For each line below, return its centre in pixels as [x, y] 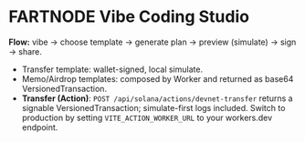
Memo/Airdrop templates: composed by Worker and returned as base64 [158, 78]
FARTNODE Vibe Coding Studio [129, 17]
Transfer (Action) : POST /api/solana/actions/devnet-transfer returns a [157, 98]
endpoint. [40, 127]
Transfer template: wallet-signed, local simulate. [112, 69]
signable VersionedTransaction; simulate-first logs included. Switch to [153, 107]
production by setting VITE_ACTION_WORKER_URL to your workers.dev [147, 117]
